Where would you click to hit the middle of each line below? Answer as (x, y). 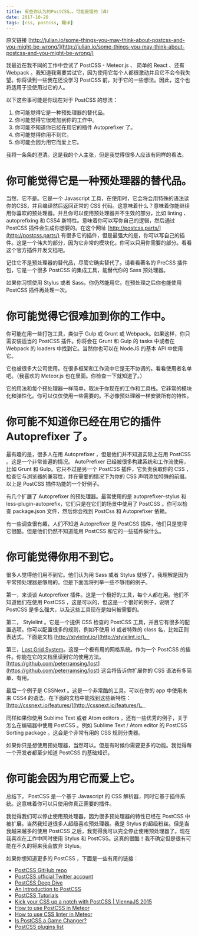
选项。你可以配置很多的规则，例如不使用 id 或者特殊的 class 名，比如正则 (100, 630)
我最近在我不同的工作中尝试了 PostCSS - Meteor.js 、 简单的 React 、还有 (95, 65)
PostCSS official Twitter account (54, 877)
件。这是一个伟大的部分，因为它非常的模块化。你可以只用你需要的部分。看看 (99, 243)
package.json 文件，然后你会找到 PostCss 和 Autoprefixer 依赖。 (91, 511)
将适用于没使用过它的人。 (37, 88)
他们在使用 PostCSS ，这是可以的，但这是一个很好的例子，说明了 (95, 602)
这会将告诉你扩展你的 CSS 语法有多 (144, 671)
